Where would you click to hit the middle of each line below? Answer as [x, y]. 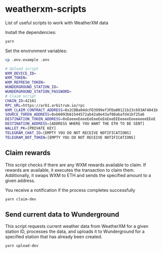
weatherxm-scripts [46, 9]
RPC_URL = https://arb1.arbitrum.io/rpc [45, 105]
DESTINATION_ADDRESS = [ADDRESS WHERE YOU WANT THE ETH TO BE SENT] [75, 124]
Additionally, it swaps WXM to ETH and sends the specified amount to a [78, 175]
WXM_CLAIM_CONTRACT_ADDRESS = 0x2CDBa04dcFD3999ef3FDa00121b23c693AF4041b [81, 110]
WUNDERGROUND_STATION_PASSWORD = [38, 92]
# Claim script [21, 96]
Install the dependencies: [31, 32]
